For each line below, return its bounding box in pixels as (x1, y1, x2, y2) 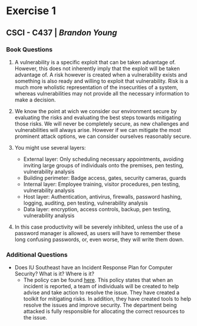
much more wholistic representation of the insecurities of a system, (14, 84, 178, 91)
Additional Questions (6, 251, 68, 259)
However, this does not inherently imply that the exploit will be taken (14, 65, 181, 72)
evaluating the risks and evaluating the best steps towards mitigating (14, 114, 181, 121)
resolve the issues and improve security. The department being (23, 302, 178, 309)
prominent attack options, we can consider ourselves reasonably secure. (14, 133, 192, 140)
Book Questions (6, 45, 53, 54)
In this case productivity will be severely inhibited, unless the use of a (14, 223, 183, 230)
